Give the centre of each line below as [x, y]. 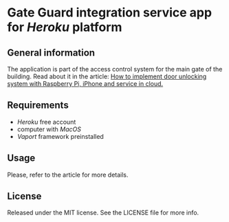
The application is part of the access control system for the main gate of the [115, 69]
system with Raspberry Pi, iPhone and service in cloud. [85, 84]
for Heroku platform [65, 27]
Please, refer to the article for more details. [68, 175]
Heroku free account [46, 122]
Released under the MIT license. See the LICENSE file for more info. [103, 213]
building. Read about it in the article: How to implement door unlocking [107, 76]
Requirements [38, 106]
